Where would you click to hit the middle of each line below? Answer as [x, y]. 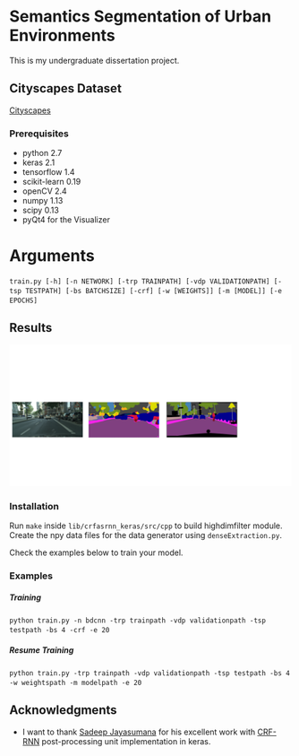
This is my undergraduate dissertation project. [94, 60]
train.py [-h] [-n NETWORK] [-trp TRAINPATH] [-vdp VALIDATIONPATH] [140, 281]
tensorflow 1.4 [48, 172]
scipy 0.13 [41, 210]
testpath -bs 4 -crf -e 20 [60, 630]
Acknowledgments [64, 710]
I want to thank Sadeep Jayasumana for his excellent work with [139, 732]
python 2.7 [42, 153]
